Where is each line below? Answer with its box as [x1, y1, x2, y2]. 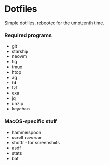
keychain [11, 106, 30, 111]
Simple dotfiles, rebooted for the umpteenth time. [4, 20, 104, 26]
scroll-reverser [11, 134, 42, 140]
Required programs [4, 32, 52, 39]
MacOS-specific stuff [4, 118, 57, 125]
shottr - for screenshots [11, 139, 60, 145]
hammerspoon [11, 129, 41, 135]
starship [11, 48, 28, 55]
